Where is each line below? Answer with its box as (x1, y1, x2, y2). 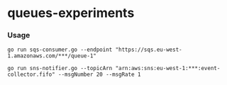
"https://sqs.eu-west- (115, 46, 182, 54)
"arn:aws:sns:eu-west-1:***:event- (115, 65, 221, 72)
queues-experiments (7, 5, 135, 21)
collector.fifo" (7, 71, 55, 79)
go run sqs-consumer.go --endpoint (7, 46, 113, 54)
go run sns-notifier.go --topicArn (7, 65, 113, 72)
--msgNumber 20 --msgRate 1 (57, 71, 141, 79)
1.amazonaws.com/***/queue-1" (7, 52, 97, 59)
